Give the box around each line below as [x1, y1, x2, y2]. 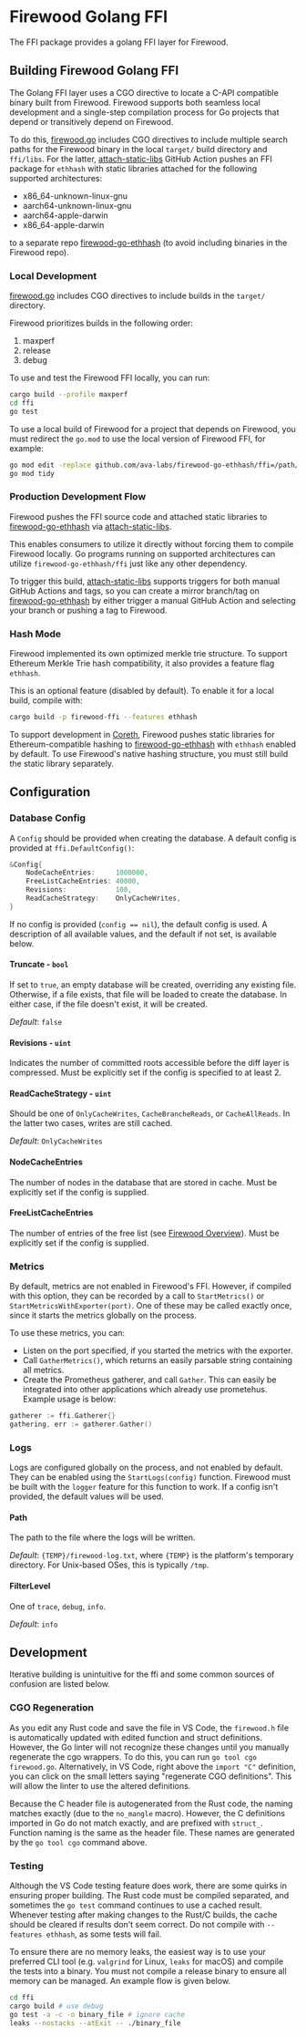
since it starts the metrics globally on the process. [9, 1310, 198, 1321]
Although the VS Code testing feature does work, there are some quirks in [9, 1880, 288, 1891]
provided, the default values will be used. [9, 1491, 164, 1502]
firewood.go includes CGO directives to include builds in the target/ [9, 290, 266, 302]
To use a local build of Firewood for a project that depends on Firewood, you [9, 423, 296, 434]
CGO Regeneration [9, 1701, 94, 1714]
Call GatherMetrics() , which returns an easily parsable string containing [22, 1355, 293, 1366]
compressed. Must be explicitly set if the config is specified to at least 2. [9, 1067, 282, 1078]
